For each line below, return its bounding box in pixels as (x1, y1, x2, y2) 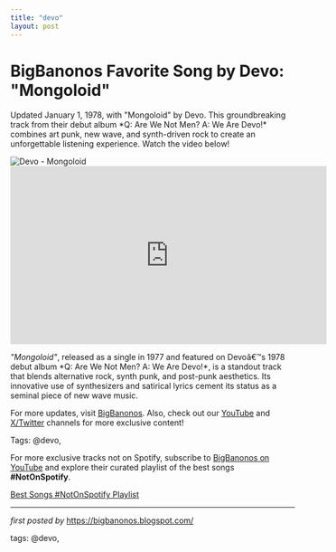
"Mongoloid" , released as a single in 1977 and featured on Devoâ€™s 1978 (10, 352, 285, 363)
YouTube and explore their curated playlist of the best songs (10, 462, 235, 473)
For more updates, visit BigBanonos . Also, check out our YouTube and (10, 408, 270, 419)
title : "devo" (10, 13, 64, 23)
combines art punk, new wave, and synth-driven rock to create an (10, 128, 256, 140)
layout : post (10, 22, 60, 31)
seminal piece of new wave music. (10, 390, 139, 401)
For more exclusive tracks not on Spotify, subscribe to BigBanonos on (10, 452, 270, 463)
